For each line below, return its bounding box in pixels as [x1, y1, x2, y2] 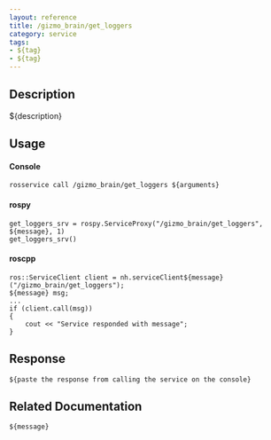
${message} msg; [9, 288, 69, 297]
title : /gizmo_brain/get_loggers [9, 21, 133, 30]
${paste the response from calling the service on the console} [9, 374, 252, 384]
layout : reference [9, 12, 77, 22]
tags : [9, 37, 29, 47]
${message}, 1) [9, 227, 66, 236]
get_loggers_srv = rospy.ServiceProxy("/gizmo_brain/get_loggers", [9, 219, 264, 228]
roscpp [9, 254, 36, 264]
